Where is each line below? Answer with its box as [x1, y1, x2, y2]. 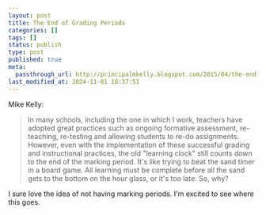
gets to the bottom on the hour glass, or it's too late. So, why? [27, 173, 229, 183]
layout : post [8, 11, 51, 20]
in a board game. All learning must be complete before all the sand [27, 165, 245, 175]
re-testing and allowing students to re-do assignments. [59, 131, 240, 141]
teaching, [27, 131, 59, 141]
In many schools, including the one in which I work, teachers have [27, 115, 243, 124]
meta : [8, 63, 26, 71]
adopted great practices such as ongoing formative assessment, [27, 123, 239, 133]
